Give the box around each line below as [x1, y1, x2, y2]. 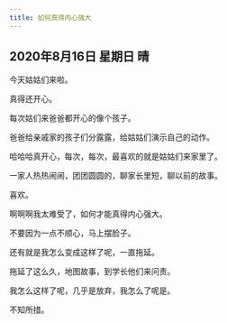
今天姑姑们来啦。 [9, 74, 73, 86]
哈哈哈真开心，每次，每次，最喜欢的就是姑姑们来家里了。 [9, 151, 222, 162]
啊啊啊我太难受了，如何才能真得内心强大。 [9, 208, 168, 219]
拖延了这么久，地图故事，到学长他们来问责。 [9, 266, 176, 277]
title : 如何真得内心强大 [9, 13, 92, 23]
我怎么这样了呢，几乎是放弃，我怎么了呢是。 [9, 285, 176, 296]
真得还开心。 [9, 94, 57, 105]
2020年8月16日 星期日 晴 [9, 49, 150, 64]
